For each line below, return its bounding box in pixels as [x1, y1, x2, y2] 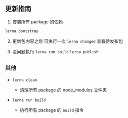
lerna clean [12, 78, 37, 82]
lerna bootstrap [5, 29, 39, 34]
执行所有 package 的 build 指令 [19, 107, 84, 113]
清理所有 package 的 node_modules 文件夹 [19, 87, 107, 93]
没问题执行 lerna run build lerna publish [12, 48, 99, 54]
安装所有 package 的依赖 [12, 19, 63, 25]
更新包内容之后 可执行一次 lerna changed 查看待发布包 [12, 38, 123, 44]
